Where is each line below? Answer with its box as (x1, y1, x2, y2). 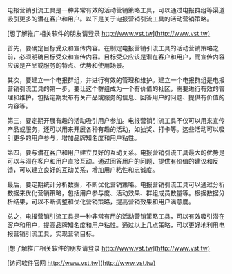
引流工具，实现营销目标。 (25, 230, 98, 237)
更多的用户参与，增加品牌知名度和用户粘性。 (12, 134, 140, 141)
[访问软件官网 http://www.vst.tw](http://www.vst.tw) (7, 259, 156, 267)
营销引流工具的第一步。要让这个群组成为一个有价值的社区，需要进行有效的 (7, 85, 219, 92)
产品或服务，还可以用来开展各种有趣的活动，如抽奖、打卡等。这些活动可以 (7, 125, 219, 133)
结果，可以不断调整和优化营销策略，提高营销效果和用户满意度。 (12, 197, 195, 206)
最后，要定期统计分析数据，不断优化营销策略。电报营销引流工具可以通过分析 (7, 180, 225, 188)
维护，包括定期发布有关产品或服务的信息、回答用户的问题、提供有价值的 (19, 93, 225, 101)
